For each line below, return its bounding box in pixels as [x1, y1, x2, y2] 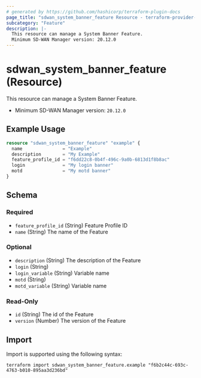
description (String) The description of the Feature [14, 256, 141, 264]
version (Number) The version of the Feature [14, 317, 126, 325]
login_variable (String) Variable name [14, 269, 109, 277]
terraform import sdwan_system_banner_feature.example [6, 362, 146, 368]
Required [6, 208, 33, 217]
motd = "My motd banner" [11, 168, 111, 174]
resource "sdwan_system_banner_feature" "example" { [6, 140, 141, 146]
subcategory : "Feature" [6, 20, 66, 26]
